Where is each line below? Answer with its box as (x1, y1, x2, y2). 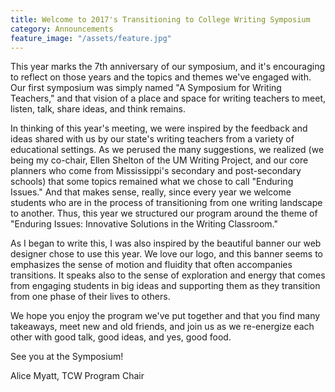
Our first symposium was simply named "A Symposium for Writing (10, 82, 282, 94)
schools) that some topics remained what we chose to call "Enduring (10, 176, 294, 188)
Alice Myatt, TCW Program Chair (10, 370, 145, 382)
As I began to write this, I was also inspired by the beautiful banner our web (10, 237, 322, 250)
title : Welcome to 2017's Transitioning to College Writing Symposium (10, 14, 311, 25)
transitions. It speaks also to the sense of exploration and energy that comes (10, 269, 326, 281)
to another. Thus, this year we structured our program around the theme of (10, 207, 318, 220)
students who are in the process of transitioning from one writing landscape (10, 197, 323, 209)
